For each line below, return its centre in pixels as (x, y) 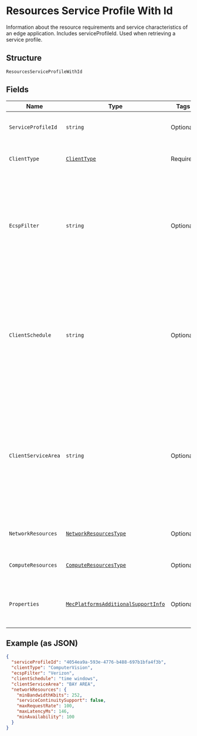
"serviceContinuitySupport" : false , (62, 701)
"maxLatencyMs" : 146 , (43, 712)
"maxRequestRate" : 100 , (46, 706)
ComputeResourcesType (96, 565)
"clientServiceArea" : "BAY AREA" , (53, 684)
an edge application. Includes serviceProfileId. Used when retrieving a (91, 33)
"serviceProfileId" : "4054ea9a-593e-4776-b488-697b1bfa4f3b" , (89, 663)
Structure (24, 58)
